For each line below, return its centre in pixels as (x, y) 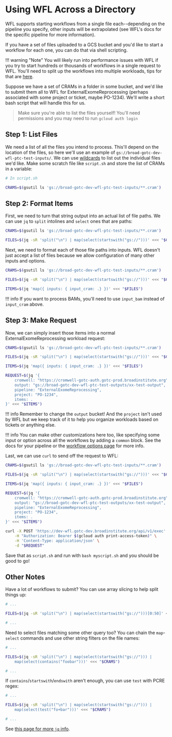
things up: (16, 595)
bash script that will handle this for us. (46, 103)
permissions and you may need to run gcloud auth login (78, 118)
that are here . (19, 76)
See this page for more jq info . (38, 729)
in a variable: (19, 169)
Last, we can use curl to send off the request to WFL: (62, 456)
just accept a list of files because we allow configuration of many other (80, 255)
